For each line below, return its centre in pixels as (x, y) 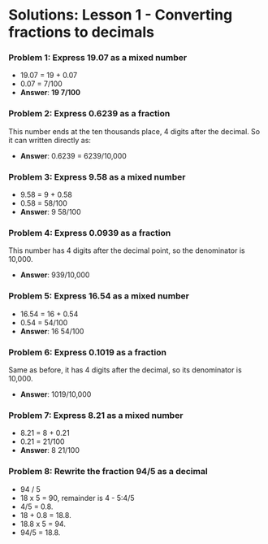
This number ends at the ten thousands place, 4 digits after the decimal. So (134, 131)
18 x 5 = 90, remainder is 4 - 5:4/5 (77, 498)
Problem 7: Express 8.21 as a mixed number (96, 415)
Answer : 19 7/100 (50, 93)
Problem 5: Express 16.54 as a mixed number (99, 296)
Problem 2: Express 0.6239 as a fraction (89, 114)
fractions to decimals (81, 32)
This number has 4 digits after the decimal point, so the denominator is (127, 250)
